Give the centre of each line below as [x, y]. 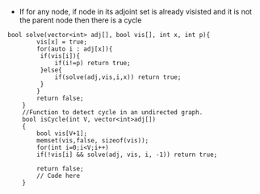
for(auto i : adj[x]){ [75, 49]
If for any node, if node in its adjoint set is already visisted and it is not [135, 12]
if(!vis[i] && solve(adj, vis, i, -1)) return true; [127, 155]
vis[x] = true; [62, 42]
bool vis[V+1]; [62, 134]
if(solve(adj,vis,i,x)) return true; [118, 77]
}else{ [51, 70]
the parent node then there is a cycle [80, 20]
